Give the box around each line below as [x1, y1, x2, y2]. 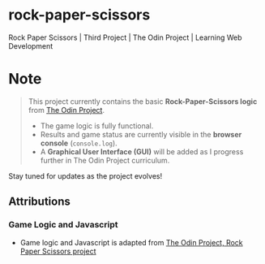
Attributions [8, 195, 71, 209]
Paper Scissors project [19, 246, 96, 256]
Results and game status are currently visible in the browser [40, 129, 242, 139]
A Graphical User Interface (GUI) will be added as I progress [40, 146, 244, 156]
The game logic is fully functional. [40, 120, 154, 131]
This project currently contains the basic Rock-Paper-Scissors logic [28, 96, 258, 106]
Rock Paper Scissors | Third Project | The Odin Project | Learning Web [8, 32, 242, 42]
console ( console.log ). [40, 138, 118, 148]
